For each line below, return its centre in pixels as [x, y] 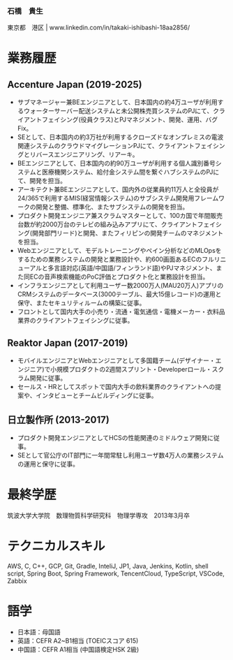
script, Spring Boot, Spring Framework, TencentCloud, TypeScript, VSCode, [116, 573]
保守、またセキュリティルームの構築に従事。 [81, 303]
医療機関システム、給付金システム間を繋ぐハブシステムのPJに [130, 172]
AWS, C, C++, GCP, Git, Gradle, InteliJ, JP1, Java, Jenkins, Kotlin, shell [108, 566]
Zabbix [17, 580]
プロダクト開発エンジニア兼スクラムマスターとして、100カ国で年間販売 [120, 216]
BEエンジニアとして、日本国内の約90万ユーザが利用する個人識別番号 [116, 163]
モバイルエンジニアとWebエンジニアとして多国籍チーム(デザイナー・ [116, 360]
